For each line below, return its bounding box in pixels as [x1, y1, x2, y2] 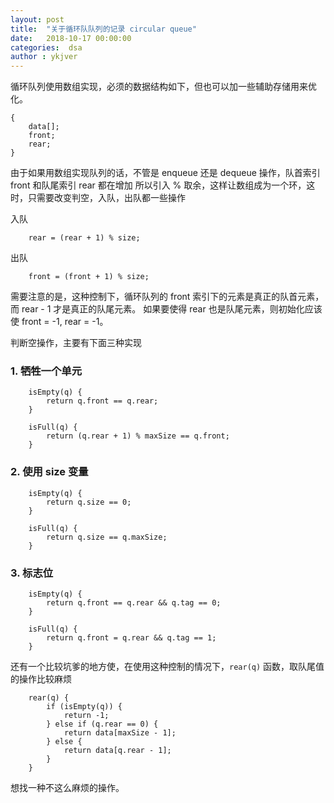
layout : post [10, 14, 65, 25]
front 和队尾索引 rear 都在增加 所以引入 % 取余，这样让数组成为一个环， [10, 179, 307, 191]
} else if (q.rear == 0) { [46, 719, 159, 730]
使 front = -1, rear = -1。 [10, 316, 109, 328]
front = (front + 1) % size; [28, 272, 150, 282]
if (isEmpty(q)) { [46, 702, 123, 712]
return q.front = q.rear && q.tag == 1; [46, 633, 217, 643]
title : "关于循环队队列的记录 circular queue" [10, 24, 197, 34]
